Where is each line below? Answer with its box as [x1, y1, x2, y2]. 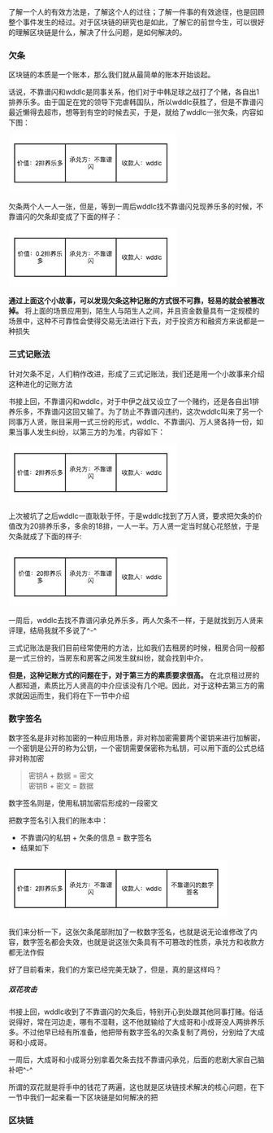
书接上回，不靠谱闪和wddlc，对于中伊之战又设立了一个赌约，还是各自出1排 [8, 396, 260, 406]
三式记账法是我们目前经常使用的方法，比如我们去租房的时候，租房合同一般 [8, 643, 258, 652]
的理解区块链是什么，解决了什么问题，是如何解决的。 [8, 28, 187, 37]
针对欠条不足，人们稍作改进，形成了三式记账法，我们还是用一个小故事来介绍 [8, 369, 265, 379]
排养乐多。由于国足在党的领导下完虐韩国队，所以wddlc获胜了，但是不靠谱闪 [8, 97, 264, 108]
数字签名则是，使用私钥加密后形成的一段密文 [8, 797, 158, 808]
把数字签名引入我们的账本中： [8, 815, 108, 825]
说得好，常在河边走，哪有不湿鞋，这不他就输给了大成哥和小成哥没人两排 [8, 1017, 250, 1026]
